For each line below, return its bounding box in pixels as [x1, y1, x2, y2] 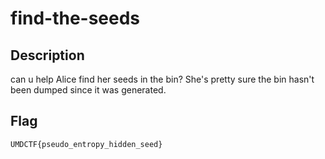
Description [10, 47, 85, 64]
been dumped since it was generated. [10, 84, 167, 96]
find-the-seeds [10, 7, 141, 30]
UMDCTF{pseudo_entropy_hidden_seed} [10, 139, 163, 149]
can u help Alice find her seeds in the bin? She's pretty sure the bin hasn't [10, 73, 315, 85]
